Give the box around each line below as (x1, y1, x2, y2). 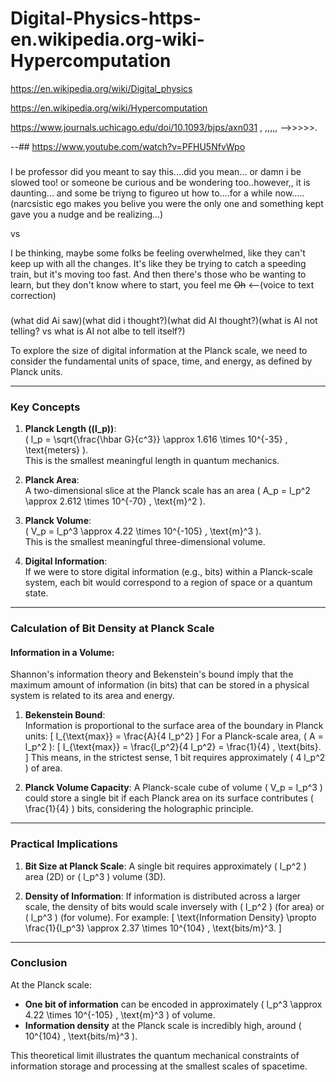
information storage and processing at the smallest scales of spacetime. (10, 1060, 308, 1072)
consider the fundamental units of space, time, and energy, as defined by (10, 355, 313, 367)
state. (24, 587, 49, 599)
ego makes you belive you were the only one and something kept (55, 197, 324, 209)
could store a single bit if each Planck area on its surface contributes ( (24, 792, 314, 804)
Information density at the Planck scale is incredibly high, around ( (24, 1019, 302, 1031)
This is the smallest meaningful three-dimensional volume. (24, 536, 266, 548)
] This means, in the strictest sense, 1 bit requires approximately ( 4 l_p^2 (24, 752, 326, 764)
